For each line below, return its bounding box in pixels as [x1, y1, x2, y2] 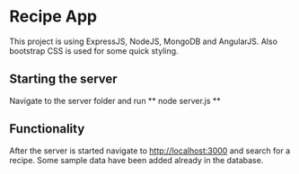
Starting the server [9, 72, 119, 87]
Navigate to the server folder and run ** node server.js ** [9, 95, 222, 106]
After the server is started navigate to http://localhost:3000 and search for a [9, 145, 291, 156]
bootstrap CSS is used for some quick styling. [9, 45, 179, 56]
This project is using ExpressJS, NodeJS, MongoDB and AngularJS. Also [9, 36, 278, 47]
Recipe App [9, 6, 97, 27]
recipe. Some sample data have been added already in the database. [9, 154, 264, 165]
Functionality [9, 121, 85, 136]
